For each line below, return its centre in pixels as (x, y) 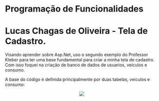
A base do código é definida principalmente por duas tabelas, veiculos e (78, 79)
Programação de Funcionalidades (74, 9)
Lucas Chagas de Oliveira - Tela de (77, 31)
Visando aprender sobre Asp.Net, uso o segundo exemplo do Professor (77, 55)
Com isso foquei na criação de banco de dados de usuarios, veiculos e (76, 65)
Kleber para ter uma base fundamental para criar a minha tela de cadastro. (80, 60)
